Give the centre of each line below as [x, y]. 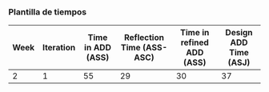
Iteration [59, 48]
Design [239, 33]
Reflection [144, 38]
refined [195, 42]
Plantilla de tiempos [47, 12]
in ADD [98, 48]
